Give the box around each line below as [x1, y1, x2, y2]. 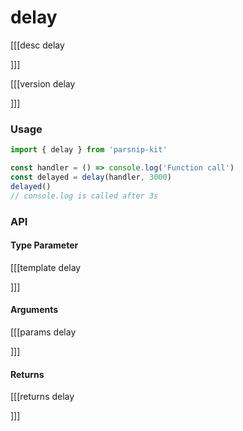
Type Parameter [10, 239, 79, 251]
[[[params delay [10, 326, 77, 338]
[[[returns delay [10, 391, 75, 403]
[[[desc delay [10, 39, 65, 51]
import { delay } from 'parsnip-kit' [10, 145, 168, 155]
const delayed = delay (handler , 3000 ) [10, 172, 172, 182]
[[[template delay [10, 261, 82, 273]
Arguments [10, 304, 59, 316]
